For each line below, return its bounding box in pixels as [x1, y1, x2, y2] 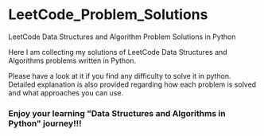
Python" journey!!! [8, 118, 82, 129]
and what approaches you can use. [8, 87, 124, 97]
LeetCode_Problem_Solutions [8, 6, 208, 24]
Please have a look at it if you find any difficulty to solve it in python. [8, 71, 232, 80]
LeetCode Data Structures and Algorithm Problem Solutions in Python [8, 32, 236, 41]
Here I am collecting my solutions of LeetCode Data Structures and [8, 47, 228, 56]
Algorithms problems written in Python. [8, 56, 137, 65]
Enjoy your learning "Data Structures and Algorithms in [8, 107, 226, 119]
